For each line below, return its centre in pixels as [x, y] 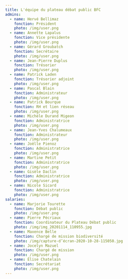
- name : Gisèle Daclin [33, 172]
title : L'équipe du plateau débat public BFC [53, 10]
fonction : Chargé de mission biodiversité [59, 236]
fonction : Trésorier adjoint [44, 79]
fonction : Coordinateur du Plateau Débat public [65, 223]
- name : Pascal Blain [32, 88]
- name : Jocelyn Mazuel [34, 246]
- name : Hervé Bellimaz [34, 19]
